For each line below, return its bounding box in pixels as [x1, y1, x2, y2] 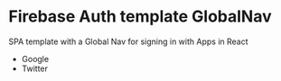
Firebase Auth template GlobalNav [8, 6, 272, 27]
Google [21, 53, 50, 64]
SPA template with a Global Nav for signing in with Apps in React [8, 36, 249, 47]
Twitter [21, 63, 49, 74]
